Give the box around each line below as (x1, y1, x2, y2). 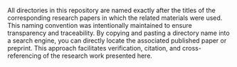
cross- (181, 44, 201, 52)
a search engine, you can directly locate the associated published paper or (7, 36, 227, 45)
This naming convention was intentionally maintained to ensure (7, 21, 192, 29)
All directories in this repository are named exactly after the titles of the (7, 6, 216, 14)
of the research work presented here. (42, 51, 153, 60)
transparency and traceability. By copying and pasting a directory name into (7, 29, 230, 37)
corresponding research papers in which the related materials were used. (7, 14, 223, 22)
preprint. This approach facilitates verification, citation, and (7, 44, 181, 52)
